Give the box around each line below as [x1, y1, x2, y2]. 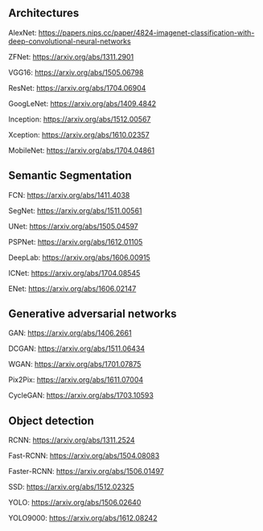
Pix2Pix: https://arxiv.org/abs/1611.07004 [8, 375, 144, 385]
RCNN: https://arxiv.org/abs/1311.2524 [8, 435, 135, 445]
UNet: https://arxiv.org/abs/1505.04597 [8, 221, 138, 231]
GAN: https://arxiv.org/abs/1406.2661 [8, 328, 132, 338]
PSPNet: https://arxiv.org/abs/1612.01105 [8, 237, 143, 246]
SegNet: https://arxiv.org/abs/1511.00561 [8, 205, 142, 216]
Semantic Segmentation [8, 169, 132, 183]
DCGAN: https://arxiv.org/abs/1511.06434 [8, 344, 146, 353]
